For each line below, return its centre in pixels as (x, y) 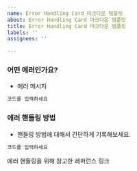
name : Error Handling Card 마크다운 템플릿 (65, 13)
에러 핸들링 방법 (32, 118)
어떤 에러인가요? (33, 70)
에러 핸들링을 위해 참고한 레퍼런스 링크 (58, 161)
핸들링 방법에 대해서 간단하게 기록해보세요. (74, 134)
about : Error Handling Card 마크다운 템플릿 (67, 20)
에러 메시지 (32, 86)
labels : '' (23, 32)
